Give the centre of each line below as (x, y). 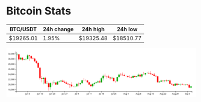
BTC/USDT (23, 29)
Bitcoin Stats (39, 11)
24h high (93, 29)
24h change (58, 29)
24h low (127, 29)
